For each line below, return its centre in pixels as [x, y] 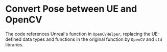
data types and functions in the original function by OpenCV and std [92, 39]
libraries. [15, 44]
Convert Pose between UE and [71, 9]
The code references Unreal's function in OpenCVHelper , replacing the [78, 34]
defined [14, 39]
